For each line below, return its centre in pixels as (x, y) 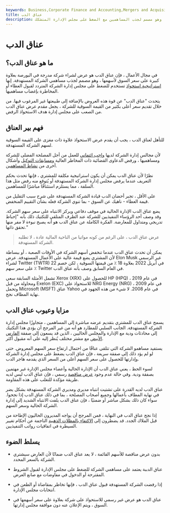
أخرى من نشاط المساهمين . (32, 166)
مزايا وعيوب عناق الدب (38, 310)
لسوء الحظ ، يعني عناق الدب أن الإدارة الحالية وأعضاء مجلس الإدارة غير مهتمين (79, 369)
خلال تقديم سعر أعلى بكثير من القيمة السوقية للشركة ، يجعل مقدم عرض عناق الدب (84, 106)
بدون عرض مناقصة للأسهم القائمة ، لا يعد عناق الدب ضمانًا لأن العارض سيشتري (87, 454)
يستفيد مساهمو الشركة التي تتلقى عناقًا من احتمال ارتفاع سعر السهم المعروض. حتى (84, 348)
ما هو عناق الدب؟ (30, 63)
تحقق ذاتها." (17, 227)
